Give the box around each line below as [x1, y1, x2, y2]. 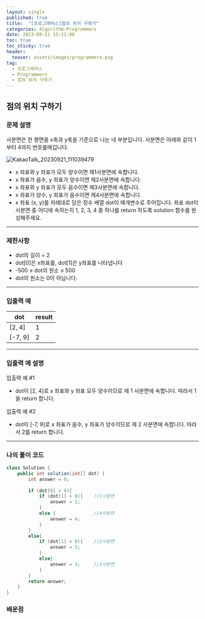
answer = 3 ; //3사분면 [49, 561, 115, 567]
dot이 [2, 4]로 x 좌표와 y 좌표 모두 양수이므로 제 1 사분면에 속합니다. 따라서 [15, 387, 193, 394]
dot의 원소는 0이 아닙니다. [15, 274, 77, 282]
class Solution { [6, 465, 51, 471]
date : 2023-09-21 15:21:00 [6, 32, 75, 38]
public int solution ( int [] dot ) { [17, 470, 105, 476]
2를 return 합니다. [21, 428, 65, 435]
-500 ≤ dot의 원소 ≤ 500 [15, 267, 76, 274]
